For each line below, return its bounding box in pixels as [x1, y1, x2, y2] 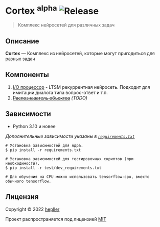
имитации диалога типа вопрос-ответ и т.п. [12, 89, 108, 95]
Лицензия [5, 192, 39, 201]
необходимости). [5, 161, 40, 166]
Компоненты [5, 70, 50, 79]
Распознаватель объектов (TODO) [12, 95, 88, 101]
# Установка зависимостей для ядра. [5, 143, 83, 148]
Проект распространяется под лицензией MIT [5, 216, 106, 222]
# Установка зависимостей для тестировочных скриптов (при [5, 156, 134, 161]
